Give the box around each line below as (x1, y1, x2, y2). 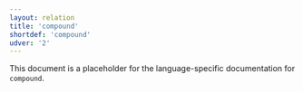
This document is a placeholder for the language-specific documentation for (9, 63, 296, 74)
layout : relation (9, 13, 75, 23)
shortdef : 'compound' (9, 30, 92, 39)
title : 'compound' (9, 22, 79, 31)
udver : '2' (9, 38, 51, 48)
